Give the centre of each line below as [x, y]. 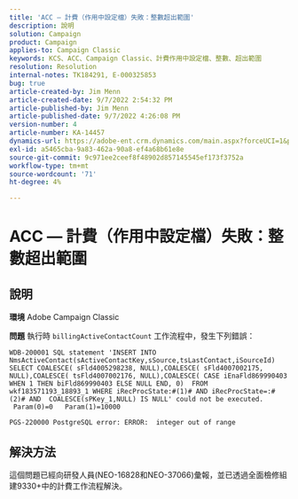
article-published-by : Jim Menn [69, 108]
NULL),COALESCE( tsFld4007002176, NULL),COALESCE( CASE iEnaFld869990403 [149, 376]
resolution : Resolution [53, 67]
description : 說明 [42, 26]
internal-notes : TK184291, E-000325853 [83, 75]
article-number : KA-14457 [57, 133]
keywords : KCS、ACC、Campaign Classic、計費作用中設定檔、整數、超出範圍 [136, 58]
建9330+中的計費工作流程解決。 [68, 486]
